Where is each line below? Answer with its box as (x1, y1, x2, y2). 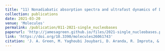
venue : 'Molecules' (5, 20, 45, 26)
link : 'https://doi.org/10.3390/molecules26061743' (5, 34, 113, 39)
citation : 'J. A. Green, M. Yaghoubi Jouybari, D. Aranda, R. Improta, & (5, 39, 160, 44)
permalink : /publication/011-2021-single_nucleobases (5, 25, 118, 30)
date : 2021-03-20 (5, 16, 41, 21)
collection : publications (5, 12, 58, 17)
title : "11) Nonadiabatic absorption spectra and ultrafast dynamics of (5, 7, 157, 12)
